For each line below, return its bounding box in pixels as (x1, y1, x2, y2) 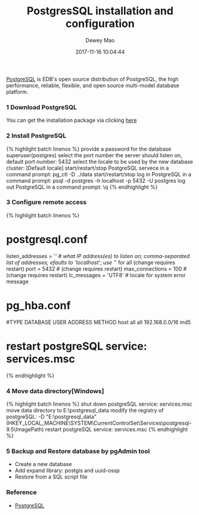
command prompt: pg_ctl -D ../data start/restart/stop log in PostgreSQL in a (6, 170, 192, 177)
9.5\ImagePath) (6, 425, 44, 433)
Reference (6, 488, 37, 496)
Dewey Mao (85, 36, 115, 44)
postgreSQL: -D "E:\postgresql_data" (6, 413, 97, 420)
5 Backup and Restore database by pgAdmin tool (6, 447, 150, 455)
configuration (65, 17, 135, 30)
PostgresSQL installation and (26, 4, 174, 18)
